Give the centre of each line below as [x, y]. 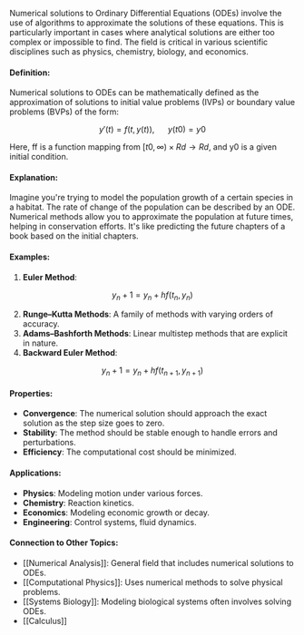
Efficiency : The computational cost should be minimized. [129, 452]
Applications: [35, 473]
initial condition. [39, 157]
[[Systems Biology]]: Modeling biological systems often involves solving [157, 601]
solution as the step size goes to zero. [93, 423]
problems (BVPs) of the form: [64, 112]
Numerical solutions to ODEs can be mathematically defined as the [134, 93]
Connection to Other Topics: [64, 542]
